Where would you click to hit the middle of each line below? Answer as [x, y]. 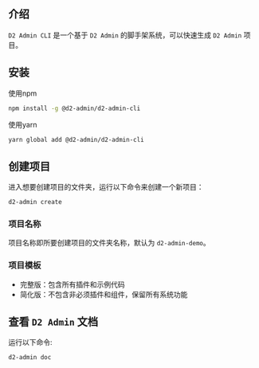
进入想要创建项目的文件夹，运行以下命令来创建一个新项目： [106, 187]
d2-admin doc [30, 358]
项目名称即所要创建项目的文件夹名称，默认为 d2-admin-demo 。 [110, 243]
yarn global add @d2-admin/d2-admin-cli [77, 139]
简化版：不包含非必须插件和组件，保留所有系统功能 [104, 294]
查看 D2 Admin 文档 [53, 322]
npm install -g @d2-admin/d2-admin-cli [75, 108]
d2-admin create [35, 202]
